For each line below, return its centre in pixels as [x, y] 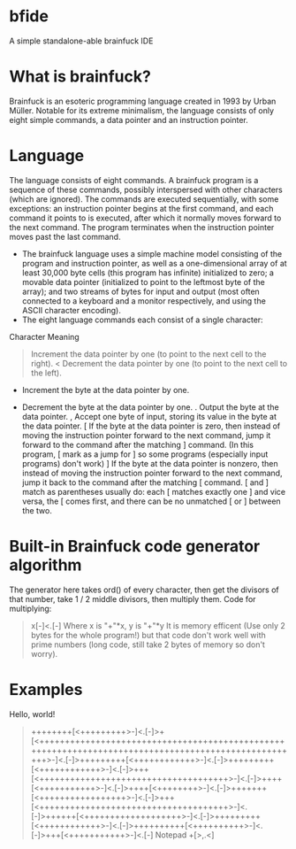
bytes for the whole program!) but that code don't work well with [148, 635]
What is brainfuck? [80, 77]
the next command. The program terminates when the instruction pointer [142, 227]
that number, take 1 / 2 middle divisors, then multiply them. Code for [133, 598]
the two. [37, 510]
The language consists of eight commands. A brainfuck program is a [134, 180]
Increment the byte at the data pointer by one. [106, 390]
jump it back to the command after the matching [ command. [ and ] [145, 482]
